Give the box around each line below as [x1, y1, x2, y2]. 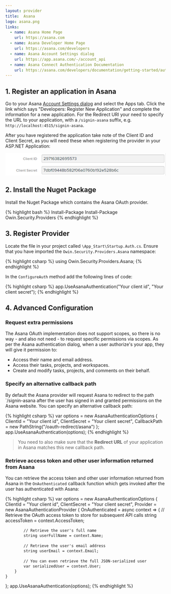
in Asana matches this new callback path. [17, 444, 105, 450]
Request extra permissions [5, 319, 73, 326]
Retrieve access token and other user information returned [5, 457, 154, 464]
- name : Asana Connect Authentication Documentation [10, 62, 124, 67]
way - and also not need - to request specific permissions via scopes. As [5, 336, 159, 342]
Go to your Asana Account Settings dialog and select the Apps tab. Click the [5, 101, 165, 107]
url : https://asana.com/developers [14, 46, 90, 51]
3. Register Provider [5, 229, 70, 238]
